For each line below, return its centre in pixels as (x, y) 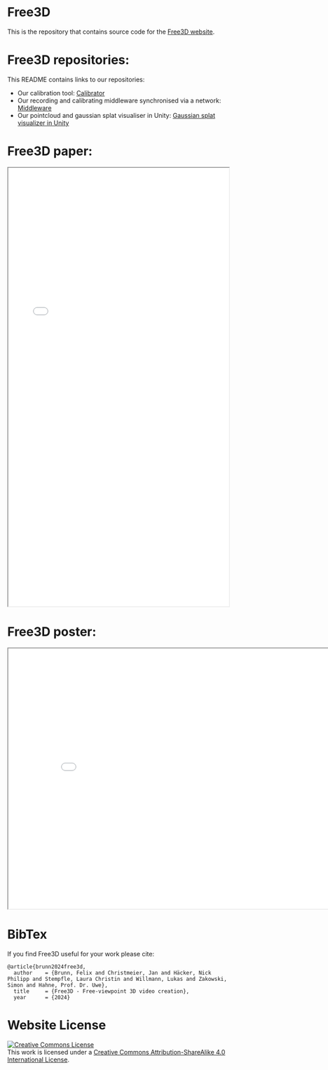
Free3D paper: (50, 151)
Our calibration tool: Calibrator (61, 93)
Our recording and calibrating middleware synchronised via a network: (119, 100)
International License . (39, 1059)
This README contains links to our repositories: (76, 79)
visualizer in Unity (43, 123)
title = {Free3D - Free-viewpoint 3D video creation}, (102, 991)
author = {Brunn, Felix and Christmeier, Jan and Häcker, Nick (112, 972)
